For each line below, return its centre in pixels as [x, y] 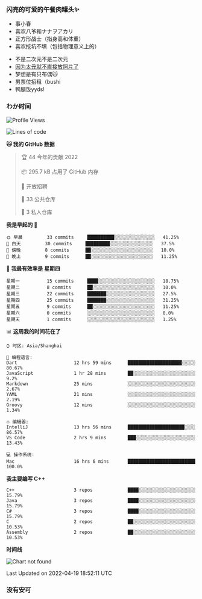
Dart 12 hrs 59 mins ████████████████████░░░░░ [101, 363]
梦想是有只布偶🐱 [36, 74]
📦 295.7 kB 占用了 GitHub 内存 [60, 171]
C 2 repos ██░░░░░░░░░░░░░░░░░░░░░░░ [101, 522]
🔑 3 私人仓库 [36, 212]
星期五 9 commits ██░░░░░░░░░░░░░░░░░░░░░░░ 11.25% [93, 306]
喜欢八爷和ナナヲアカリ [44, 31]
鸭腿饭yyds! [30, 89]
